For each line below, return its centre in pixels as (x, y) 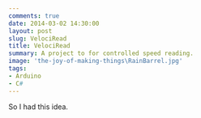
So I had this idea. (38, 107)
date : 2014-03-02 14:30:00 (54, 23)
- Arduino (25, 76)
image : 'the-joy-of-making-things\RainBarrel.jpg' (96, 61)
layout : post (30, 31)
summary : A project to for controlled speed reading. (101, 53)
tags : (17, 69)
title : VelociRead (39, 46)
